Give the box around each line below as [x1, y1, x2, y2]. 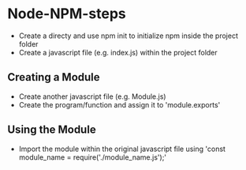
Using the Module [7, 123, 96, 137]
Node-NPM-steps [7, 5, 127, 23]
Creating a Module [7, 70, 100, 84]
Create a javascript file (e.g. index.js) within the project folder [18, 47, 218, 57]
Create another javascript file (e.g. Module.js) [18, 92, 166, 101]
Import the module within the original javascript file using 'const [18, 144, 226, 153]
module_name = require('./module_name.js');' [18, 152, 167, 162]
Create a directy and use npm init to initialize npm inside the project [18, 31, 238, 40]
